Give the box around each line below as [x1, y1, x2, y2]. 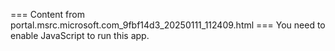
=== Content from [10, 9, 85, 20]
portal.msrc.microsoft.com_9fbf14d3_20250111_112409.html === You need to [10, 19, 326, 31]
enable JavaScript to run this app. [10, 30, 150, 41]
